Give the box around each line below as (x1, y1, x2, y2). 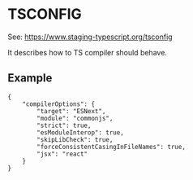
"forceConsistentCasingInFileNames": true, (36, 143, 186, 151)
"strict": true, (36, 121, 92, 130)
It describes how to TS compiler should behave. (7, 47, 168, 57)
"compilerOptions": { (22, 99, 95, 108)
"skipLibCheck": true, (36, 135, 114, 143)
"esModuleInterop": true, (36, 128, 125, 137)
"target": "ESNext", (36, 107, 106, 115)
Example (7, 71, 53, 86)
